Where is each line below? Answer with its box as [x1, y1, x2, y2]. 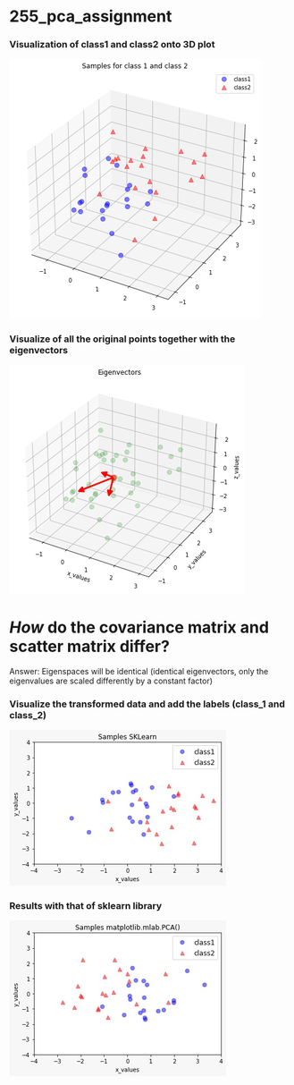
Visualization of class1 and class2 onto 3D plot [9, 38, 215, 51]
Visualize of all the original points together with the [9, 333, 236, 345]
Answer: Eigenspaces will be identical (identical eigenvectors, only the [9, 665, 269, 676]
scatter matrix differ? [9, 636, 170, 657]
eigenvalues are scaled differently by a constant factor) [9, 675, 213, 686]
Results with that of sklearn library [9, 899, 163, 911]
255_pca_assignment [9, 6, 172, 27]
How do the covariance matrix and [9, 617, 270, 637]
